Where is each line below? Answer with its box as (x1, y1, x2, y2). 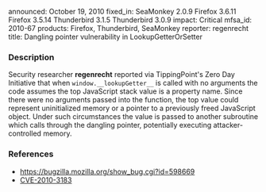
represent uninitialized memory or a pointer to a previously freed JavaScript (8, 103, 256, 113)
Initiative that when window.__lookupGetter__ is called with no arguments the (8, 79, 258, 88)
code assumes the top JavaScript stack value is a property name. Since (8, 86, 243, 96)
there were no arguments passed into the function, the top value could (8, 95, 239, 105)
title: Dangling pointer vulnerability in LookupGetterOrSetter (8, 32, 202, 41)
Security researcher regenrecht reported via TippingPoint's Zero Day (8, 70, 236, 79)
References (8, 148, 54, 159)
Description (8, 52, 55, 63)
